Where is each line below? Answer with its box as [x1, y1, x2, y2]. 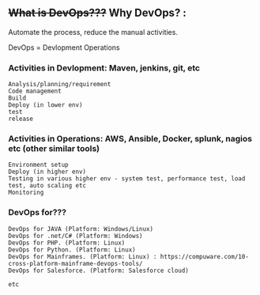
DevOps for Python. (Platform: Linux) [8, 245, 136, 254]
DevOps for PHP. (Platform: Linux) [8, 239, 126, 247]
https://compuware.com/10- [160, 252, 249, 260]
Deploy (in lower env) [8, 101, 83, 109]
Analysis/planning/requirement [8, 81, 111, 89]
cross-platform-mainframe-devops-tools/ [8, 259, 144, 267]
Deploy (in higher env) [8, 168, 87, 176]
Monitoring [8, 189, 44, 197]
